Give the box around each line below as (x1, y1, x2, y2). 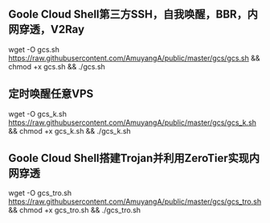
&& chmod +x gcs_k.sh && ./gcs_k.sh (8, 126, 131, 135)
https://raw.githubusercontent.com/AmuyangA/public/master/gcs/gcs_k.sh (8, 118, 257, 127)
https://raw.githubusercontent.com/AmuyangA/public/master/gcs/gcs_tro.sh (8, 196, 262, 207)
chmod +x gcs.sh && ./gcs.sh (8, 61, 106, 71)
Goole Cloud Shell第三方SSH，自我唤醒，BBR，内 (8, 7, 259, 22)
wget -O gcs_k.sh (8, 109, 67, 118)
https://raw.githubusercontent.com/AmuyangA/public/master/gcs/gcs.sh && (8, 53, 260, 63)
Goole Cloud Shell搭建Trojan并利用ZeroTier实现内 (8, 151, 260, 165)
